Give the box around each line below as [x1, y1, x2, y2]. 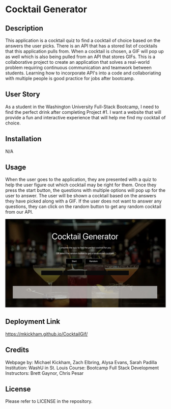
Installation [5, 135, 42, 143]
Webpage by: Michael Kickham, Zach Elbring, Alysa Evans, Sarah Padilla [5, 359, 157, 365]
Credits [5, 346, 30, 354]
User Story [5, 90, 40, 99]
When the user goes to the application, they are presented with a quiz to [5, 176, 157, 183]
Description [5, 24, 43, 33]
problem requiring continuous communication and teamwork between [5, 65, 152, 70]
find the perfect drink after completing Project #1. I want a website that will [5, 109, 161, 115]
